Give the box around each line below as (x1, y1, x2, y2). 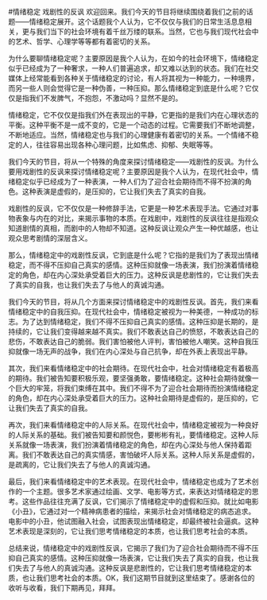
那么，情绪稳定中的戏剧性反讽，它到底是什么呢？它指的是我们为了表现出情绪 (8, 250, 259, 260)
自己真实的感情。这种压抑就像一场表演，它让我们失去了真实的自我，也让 (14, 553, 252, 563)
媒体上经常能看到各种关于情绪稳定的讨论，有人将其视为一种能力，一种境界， (8, 74, 259, 83)
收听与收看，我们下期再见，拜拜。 (8, 583, 120, 592)
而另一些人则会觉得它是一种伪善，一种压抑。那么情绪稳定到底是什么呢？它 (8, 83, 252, 93)
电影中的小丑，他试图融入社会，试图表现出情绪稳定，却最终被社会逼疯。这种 (8, 517, 259, 526)
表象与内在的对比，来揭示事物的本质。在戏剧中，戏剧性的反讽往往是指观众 (14, 214, 259, 223)
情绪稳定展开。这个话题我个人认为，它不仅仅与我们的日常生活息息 (29, 17, 245, 26)
